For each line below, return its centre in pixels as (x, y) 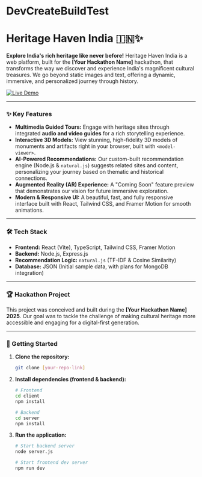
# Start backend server (45, 446)
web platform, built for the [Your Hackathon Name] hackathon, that (90, 62)
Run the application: (41, 435)
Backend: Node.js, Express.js (51, 253)
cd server (27, 418)
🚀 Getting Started (32, 343)
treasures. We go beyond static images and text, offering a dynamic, (91, 75)
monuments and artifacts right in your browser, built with (85, 146)
